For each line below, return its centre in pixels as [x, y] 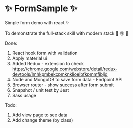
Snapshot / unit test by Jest [41, 90]
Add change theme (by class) [43, 120]
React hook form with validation [45, 53]
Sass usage [24, 95]
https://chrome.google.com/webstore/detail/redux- [65, 69]
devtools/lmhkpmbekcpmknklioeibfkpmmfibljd [60, 74]
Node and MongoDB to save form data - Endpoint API [67, 79]
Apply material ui [30, 58]
